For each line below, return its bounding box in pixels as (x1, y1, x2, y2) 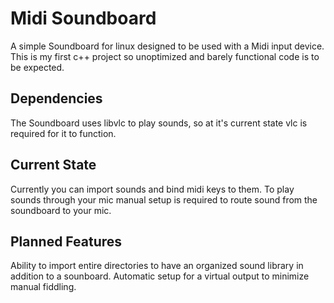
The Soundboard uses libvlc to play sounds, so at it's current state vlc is (10, 117, 308, 129)
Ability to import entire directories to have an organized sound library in (10, 260, 304, 272)
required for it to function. (10, 127, 117, 139)
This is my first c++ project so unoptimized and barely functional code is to (10, 50, 320, 62)
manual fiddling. (10, 281, 77, 293)
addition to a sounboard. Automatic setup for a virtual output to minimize (10, 270, 310, 282)
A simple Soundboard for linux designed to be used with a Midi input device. (10, 40, 325, 52)
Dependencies (10, 90, 103, 107)
